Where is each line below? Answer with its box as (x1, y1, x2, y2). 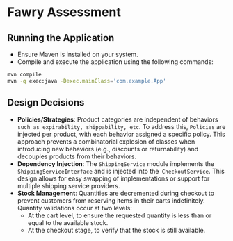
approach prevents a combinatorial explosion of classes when (17, 137, 195, 146)
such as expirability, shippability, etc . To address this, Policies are (17, 122, 226, 131)
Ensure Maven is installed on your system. (17, 50, 138, 58)
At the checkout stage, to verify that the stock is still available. (27, 226, 206, 234)
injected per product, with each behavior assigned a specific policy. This (17, 130, 226, 138)
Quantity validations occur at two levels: (17, 203, 132, 212)
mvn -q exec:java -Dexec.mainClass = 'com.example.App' (7, 77, 167, 84)
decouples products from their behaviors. (17, 152, 137, 160)
